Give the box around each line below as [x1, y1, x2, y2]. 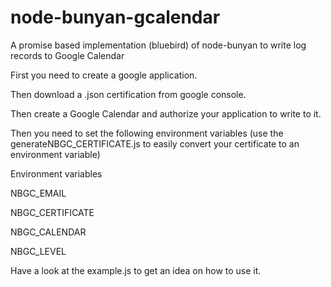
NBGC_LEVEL [10, 245, 67, 257]
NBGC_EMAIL [10, 187, 67, 199]
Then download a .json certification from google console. [10, 88, 247, 100]
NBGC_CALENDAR [10, 226, 87, 238]
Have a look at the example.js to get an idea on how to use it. [10, 264, 262, 276]
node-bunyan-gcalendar [10, 6, 221, 29]
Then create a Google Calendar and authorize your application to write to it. [10, 107, 322, 120]
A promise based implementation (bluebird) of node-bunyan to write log [10, 39, 307, 51]
